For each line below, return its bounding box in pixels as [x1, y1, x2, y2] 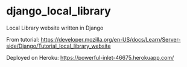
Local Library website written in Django [6, 24, 104, 31]
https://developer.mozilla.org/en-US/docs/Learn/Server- [40, 36, 181, 43]
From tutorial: [6, 36, 40, 43]
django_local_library [6, 4, 111, 18]
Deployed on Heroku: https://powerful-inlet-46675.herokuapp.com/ [6, 54, 174, 61]
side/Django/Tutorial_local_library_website [6, 42, 111, 49]
